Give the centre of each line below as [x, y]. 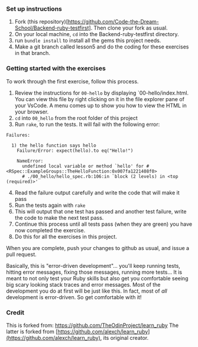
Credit [15, 312]
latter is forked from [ [32, 331]
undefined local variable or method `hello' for [83, 166]
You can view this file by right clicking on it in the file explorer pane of [100, 99]
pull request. [21, 254]
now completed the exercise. [50, 230]
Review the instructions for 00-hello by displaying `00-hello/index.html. [102, 93]
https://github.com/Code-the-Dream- [113, 22]
